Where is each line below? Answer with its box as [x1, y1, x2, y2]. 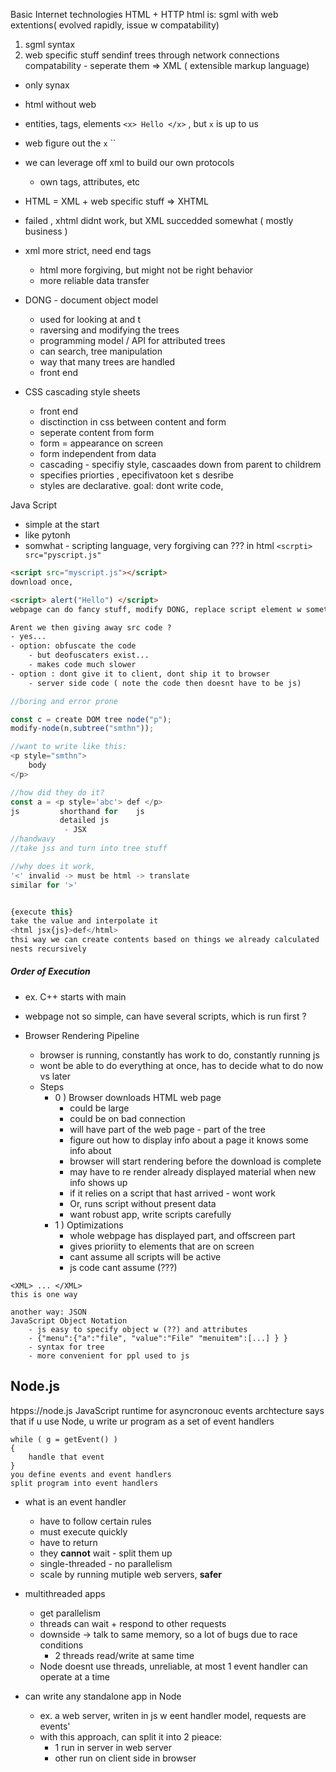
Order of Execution [10, 965, 91, 978]
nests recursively [10, 944, 87, 954]
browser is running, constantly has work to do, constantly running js [39, 1049, 320, 1061]
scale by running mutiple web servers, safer [39, 1568, 223, 1580]
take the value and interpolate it [10, 916, 159, 926]
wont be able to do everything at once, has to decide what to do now [39, 1059, 324, 1071]
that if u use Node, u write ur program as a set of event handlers [10, 1415, 275, 1427]
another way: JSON [10, 1307, 87, 1317]
